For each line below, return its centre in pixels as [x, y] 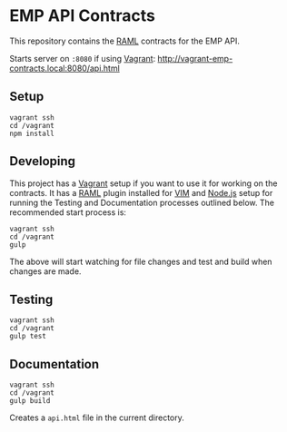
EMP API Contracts [83, 16]
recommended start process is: [68, 212]
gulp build [30, 401]
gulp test [28, 337]
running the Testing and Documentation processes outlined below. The [142, 202]
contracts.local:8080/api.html [64, 68]
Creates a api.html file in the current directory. [97, 417]
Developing [42, 161]
